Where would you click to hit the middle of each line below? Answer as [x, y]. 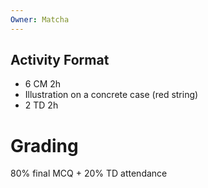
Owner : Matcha [40, 19]
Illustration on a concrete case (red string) [111, 95]
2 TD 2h [41, 105]
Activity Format [60, 60]
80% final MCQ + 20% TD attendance [89, 173]
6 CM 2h [43, 84]
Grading [44, 145]
